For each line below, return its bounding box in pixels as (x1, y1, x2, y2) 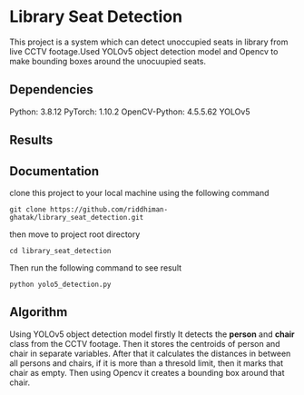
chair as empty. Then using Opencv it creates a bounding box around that (9, 367, 285, 378)
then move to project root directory (9, 229, 141, 240)
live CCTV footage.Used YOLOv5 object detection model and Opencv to (9, 45, 279, 56)
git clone (9, 204, 47, 214)
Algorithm (9, 304, 68, 320)
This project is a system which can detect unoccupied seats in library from (9, 36, 289, 47)
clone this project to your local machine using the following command (9, 187, 270, 198)
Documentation (9, 163, 100, 179)
